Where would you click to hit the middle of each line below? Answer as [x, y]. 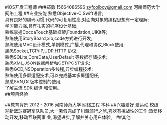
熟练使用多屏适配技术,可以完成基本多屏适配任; [52, 75]
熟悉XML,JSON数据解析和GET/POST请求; [48, 63]
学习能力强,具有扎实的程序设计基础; [42, 26]
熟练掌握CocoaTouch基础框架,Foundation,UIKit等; [56, 32]
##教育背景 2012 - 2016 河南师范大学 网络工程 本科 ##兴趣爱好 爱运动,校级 [82, 105]
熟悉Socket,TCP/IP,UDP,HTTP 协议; [42, 51]
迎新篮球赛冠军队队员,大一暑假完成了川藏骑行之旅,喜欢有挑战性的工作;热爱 [82, 111]
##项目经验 [17, 94]
